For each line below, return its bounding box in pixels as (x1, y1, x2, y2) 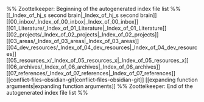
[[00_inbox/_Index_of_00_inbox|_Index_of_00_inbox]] (6, 18, 139, 25)
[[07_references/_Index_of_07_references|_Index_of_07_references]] (6, 70, 175, 76)
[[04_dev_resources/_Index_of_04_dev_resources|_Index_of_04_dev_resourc (6, 44, 198, 51)
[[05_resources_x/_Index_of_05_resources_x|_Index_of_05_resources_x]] (6, 57, 189, 64)
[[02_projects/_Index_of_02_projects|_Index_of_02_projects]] (6, 31, 159, 38)
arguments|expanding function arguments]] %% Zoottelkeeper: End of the (6, 83, 193, 90)
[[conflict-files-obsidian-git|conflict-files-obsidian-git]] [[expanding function (6, 76, 198, 83)
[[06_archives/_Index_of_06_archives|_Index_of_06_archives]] (6, 63, 160, 70)
